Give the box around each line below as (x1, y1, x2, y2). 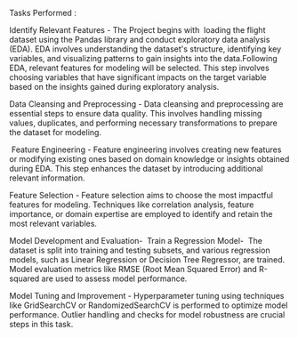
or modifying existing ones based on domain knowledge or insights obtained (9, 154, 290, 164)
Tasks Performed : (9, 8, 77, 18)
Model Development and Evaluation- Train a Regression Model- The (9, 236, 262, 245)
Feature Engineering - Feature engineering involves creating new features (11, 144, 282, 155)
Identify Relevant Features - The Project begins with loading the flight (9, 25, 266, 35)
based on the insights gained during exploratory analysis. (9, 82, 220, 92)
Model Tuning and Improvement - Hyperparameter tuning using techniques (9, 291, 285, 301)
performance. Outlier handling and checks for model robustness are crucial (9, 310, 286, 319)
